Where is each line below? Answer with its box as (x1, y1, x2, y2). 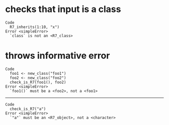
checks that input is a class (5, 4, 121, 15)
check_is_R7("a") (10, 106, 46, 111)
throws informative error (5, 50, 110, 61)
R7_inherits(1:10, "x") (10, 24, 59, 30)
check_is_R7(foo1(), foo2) (10, 79, 66, 85)
